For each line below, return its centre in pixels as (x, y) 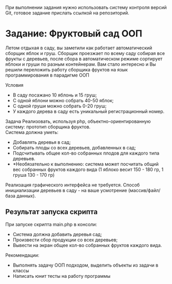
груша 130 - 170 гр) (34, 175)
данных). (26, 196)
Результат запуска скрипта (52, 212)
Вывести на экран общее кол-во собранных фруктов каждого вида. (87, 245)
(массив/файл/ (144, 190)
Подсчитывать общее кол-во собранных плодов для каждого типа (86, 153)
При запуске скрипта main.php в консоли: (51, 224)
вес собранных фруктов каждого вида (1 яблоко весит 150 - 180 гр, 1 (88, 169)
